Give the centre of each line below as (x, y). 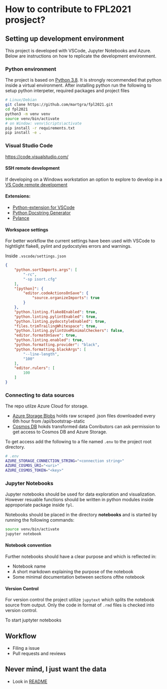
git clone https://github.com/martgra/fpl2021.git (59, 105)
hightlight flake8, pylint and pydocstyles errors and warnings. (68, 246)
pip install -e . (23, 133)
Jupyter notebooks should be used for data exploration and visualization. (81, 494)
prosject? (25, 20)
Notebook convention (28, 545)
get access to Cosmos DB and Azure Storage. (60, 432)
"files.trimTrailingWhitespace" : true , (56, 326)
